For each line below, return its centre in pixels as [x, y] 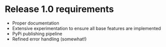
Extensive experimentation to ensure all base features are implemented [86, 28]
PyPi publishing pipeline [37, 33]
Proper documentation [36, 23]
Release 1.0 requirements [59, 9]
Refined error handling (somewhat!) [49, 39]
